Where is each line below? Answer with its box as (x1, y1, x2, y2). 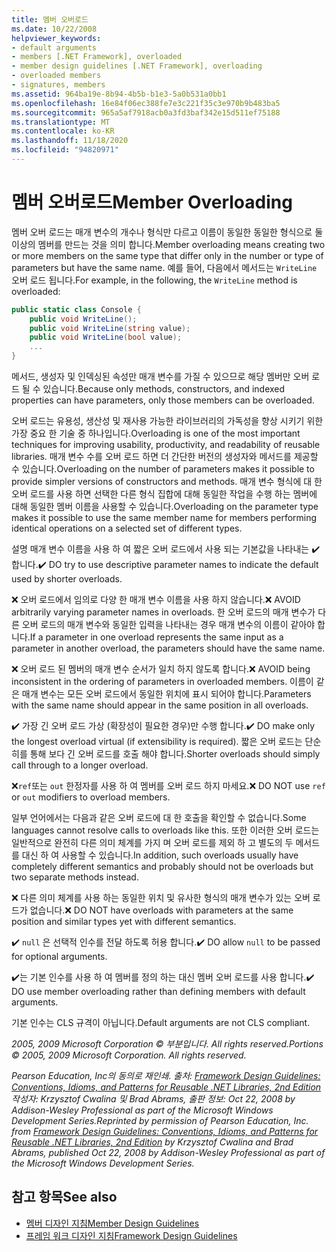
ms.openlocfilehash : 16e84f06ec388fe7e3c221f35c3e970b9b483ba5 (11, 98, 281, 108)
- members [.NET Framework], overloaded (11, 52, 183, 62)
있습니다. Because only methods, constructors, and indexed (42, 383, 286, 395)
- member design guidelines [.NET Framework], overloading (11, 61, 263, 71)
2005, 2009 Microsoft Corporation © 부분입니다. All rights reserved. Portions (11, 1038, 324, 1050)
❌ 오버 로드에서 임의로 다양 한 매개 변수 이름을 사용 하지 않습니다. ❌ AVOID (11, 594, 301, 606)
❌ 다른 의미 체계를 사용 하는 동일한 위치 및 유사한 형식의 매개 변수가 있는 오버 (11, 892, 311, 904)
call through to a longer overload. (11, 759, 149, 771)
